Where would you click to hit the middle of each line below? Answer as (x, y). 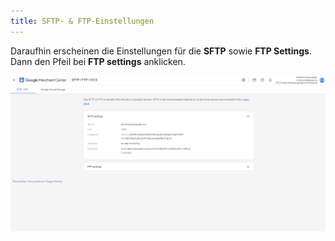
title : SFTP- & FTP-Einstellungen (82, 21)
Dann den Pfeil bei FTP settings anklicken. (98, 61)
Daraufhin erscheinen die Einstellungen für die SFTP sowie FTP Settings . (161, 51)
